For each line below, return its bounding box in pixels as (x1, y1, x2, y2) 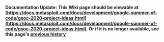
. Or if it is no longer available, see (86, 26, 159, 32)
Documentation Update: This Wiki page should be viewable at (5, 5, 139, 10)
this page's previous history (5, 31, 66, 37)
